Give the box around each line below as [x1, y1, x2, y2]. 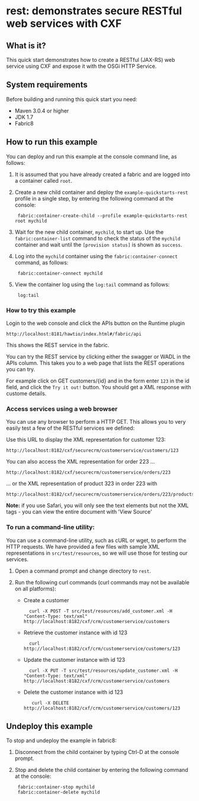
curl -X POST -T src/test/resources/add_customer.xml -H [28, 608, 173, 614]
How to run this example [6, 137, 98, 147]
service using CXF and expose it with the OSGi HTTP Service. [6, 62, 157, 70]
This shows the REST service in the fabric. [6, 341, 110, 349]
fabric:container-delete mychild [17, 790, 100, 796]
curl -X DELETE [31, 700, 69, 706]
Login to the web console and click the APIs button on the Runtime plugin [6, 320, 185, 327]
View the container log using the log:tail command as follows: [14, 281, 170, 288]
